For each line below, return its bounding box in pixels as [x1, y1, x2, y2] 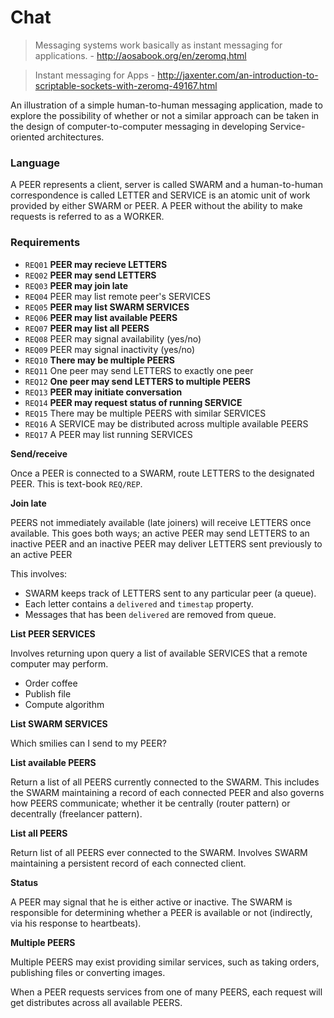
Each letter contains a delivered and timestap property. [24, 597, 254, 610]
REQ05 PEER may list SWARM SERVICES [24, 301, 190, 313]
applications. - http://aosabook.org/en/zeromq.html [34, 49, 247, 61]
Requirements [10, 236, 81, 250]
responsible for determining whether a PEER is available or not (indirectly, [10, 906, 313, 918]
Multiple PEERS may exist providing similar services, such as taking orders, [10, 956, 320, 968]
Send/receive [10, 447, 68, 460]
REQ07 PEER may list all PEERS [24, 322, 150, 334]
